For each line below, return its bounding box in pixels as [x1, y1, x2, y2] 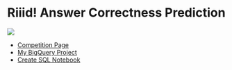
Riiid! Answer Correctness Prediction [7, 5, 226, 21]
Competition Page [17, 40, 69, 49]
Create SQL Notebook [17, 55, 81, 64]
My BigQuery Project [17, 48, 78, 56]
